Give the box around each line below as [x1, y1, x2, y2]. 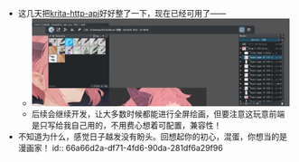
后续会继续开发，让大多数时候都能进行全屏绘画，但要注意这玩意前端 [31, 109, 285, 119]
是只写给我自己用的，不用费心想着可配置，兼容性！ [31, 120, 222, 131]
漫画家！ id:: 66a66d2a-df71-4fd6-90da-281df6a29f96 [17, 143, 223, 154]
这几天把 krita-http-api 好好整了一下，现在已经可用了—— [17, 8, 227, 18]
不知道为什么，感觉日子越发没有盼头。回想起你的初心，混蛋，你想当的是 [17, 131, 287, 142]
